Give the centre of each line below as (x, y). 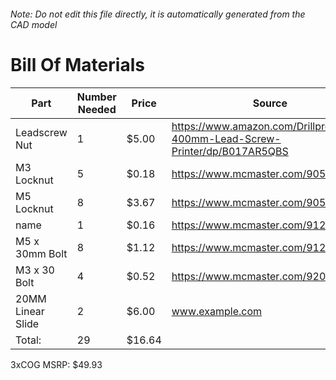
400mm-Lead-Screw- (226, 138)
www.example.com (217, 311)
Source (270, 103)
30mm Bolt (41, 253)
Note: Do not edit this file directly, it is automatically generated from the (158, 14)
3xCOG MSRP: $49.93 (56, 364)
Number (96, 97)
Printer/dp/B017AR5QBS (230, 151)
